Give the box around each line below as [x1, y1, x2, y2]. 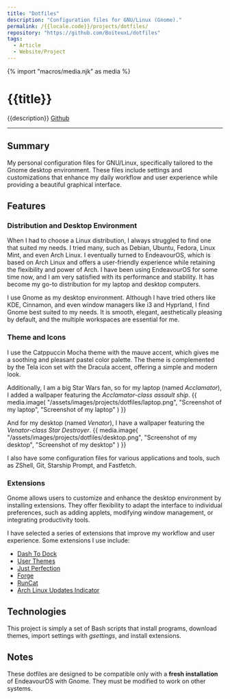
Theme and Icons [7, 332, 66, 342]
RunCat [16, 578, 39, 587]
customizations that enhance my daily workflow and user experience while [7, 173, 218, 181]
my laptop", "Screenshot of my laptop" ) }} [7, 405, 127, 413]
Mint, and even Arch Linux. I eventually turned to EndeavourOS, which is [7, 251, 211, 260]
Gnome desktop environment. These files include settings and [7, 165, 183, 174]
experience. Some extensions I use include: [7, 536, 130, 545]
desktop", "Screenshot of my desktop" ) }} [7, 440, 127, 448]
